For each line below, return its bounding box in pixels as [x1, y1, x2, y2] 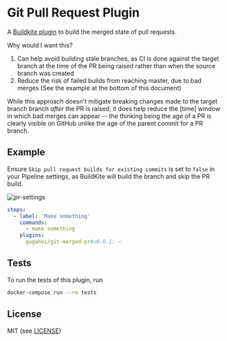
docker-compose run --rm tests [7, 289, 97, 296]
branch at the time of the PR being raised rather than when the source [17, 61, 216, 70]
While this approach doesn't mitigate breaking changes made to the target [7, 97, 218, 105]
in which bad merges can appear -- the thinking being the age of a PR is [7, 112, 212, 120]
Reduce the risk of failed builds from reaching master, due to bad [17, 76, 202, 84]
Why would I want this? [7, 41, 74, 49]
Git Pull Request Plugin [7, 5, 140, 21]
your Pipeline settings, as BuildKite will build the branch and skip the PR [7, 172, 210, 180]
